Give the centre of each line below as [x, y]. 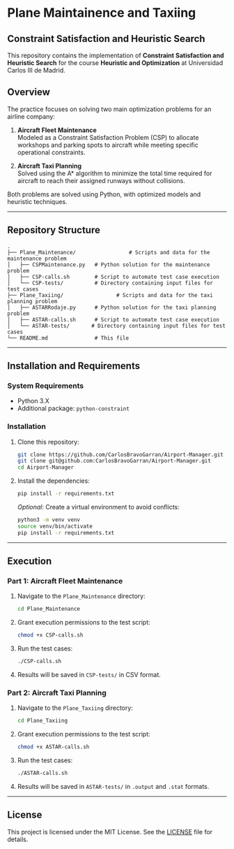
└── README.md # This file [68, 338]
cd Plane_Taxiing [42, 721]
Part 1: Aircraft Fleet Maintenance [65, 581]
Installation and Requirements [74, 366]
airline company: [31, 116]
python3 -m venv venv [49, 520]
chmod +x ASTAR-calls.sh [53, 747]
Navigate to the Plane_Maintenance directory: [81, 596]
